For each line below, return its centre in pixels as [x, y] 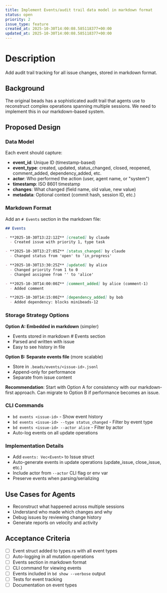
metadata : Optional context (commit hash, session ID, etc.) [74, 195]
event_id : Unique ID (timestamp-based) [54, 163]
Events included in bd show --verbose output [59, 574]
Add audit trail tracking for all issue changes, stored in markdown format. [81, 72]
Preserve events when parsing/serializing [56, 479]
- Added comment [27, 288]
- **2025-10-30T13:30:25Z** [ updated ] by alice [56, 265]
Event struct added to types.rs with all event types [65, 550]
